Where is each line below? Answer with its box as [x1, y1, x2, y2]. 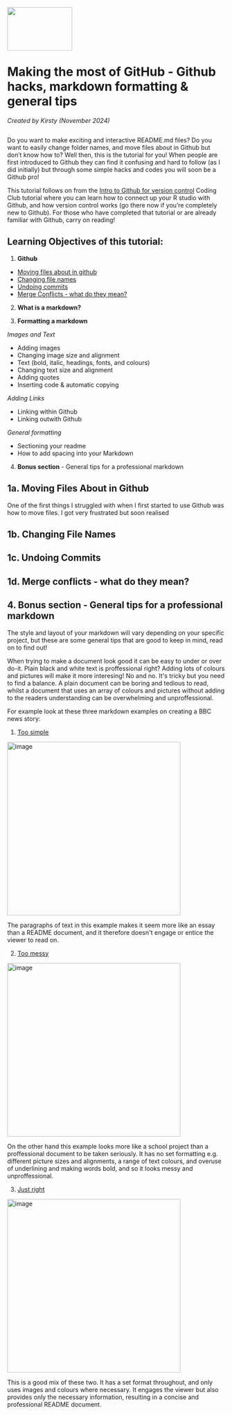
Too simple [17, 728, 49, 736]
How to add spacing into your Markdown [17, 449, 134, 457]
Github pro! [7, 173, 39, 181]
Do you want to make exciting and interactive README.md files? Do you [7, 135, 213, 144]
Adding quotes [17, 373, 60, 381]
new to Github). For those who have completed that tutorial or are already [7, 208, 217, 217]
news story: [7, 714, 41, 722]
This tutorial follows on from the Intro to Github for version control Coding [7, 186, 217, 194]
